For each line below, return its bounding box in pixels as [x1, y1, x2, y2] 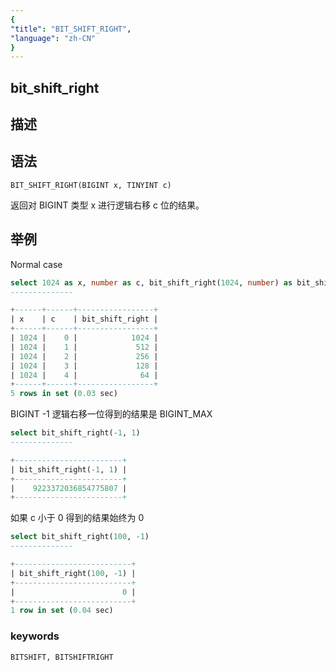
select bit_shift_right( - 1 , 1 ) [10, 428, 141, 438]
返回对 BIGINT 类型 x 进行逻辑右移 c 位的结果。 [10, 199, 205, 211]
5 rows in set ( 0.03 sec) [10, 389, 118, 399]
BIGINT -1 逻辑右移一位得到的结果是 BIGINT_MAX [10, 408, 213, 420]
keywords [10, 629, 60, 643]
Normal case [10, 258, 63, 270]
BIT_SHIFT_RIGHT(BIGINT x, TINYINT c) [10, 180, 172, 190]
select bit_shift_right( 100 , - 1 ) [10, 532, 150, 542]
